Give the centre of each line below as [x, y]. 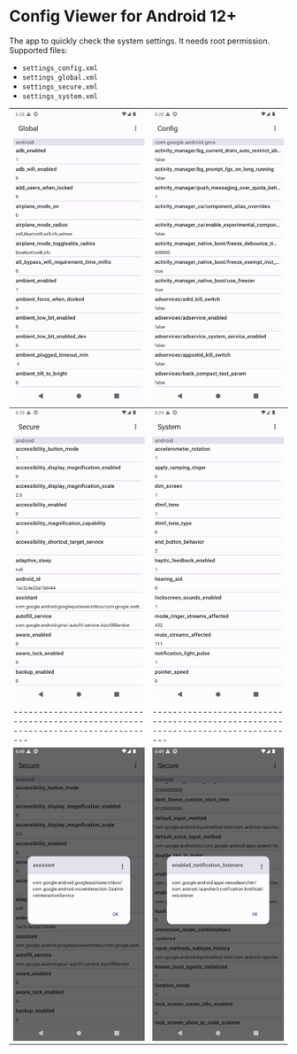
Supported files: [38, 50]
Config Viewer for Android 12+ [123, 16]
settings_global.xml [60, 77]
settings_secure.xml [60, 87]
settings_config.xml [60, 68]
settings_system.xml [60, 96]
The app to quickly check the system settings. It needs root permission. [140, 41]
